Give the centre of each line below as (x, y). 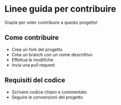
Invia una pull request (33, 65)
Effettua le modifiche (33, 60)
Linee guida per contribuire (60, 9)
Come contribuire (32, 38)
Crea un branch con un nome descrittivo (52, 54)
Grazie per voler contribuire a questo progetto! (51, 22)
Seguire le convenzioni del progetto (47, 97)
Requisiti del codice (35, 80)
